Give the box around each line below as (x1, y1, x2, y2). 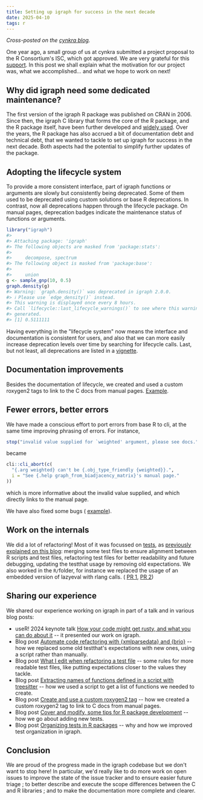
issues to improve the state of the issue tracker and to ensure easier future (6, 774, 192, 781)
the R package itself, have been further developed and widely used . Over (6, 123, 188, 131)
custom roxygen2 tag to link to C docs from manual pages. (14, 702, 161, 709)
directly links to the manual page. (6, 496, 89, 503)
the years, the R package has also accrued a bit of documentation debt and (6, 130, 194, 137)
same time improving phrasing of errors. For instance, (6, 427, 140, 434)
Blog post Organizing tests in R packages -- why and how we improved (14, 721, 193, 729)
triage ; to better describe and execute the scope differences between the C (6, 781, 196, 788)
